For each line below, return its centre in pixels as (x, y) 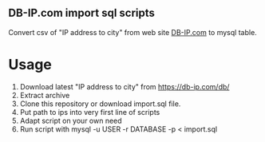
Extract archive (45, 95)
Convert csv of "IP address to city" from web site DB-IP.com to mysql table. (132, 32)
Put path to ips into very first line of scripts (90, 112)
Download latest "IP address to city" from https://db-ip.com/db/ (125, 86)
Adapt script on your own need (71, 120)
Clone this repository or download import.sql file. (100, 104)
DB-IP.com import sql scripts (82, 13)
